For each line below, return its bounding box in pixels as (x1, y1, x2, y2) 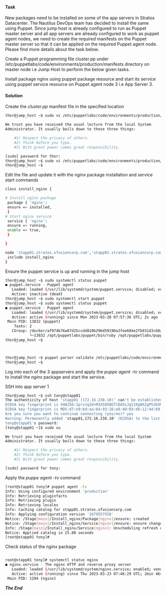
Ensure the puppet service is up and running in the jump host (5, 268, 129, 274)
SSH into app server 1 (5, 383, 49, 389)
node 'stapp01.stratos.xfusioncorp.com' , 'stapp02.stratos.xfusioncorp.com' (5, 250, 165, 255)
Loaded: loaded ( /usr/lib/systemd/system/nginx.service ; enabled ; (11, 567, 152, 572)
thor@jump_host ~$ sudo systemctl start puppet (5, 297, 105, 301)
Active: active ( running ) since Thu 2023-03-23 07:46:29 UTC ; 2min (11, 571, 154, 576)
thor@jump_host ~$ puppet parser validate (5, 355, 94, 360)
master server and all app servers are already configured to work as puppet (5, 31, 160, 37)
